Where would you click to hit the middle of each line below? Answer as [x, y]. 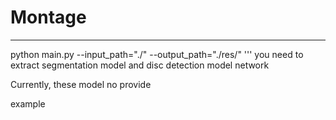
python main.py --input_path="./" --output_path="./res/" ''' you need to [157, 54]
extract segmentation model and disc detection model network [140, 65]
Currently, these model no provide [81, 84]
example [28, 103]
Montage [48, 17]
